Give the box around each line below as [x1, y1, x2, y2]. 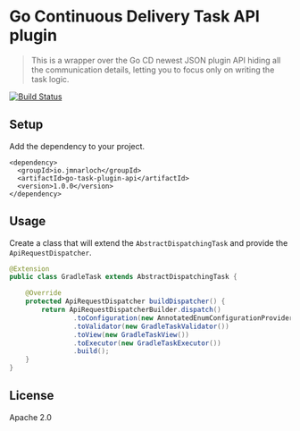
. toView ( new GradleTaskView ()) [72, 330, 190, 339]
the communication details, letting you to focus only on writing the [30, 64, 275, 75]
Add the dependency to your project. [9, 140, 146, 151]
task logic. [30, 73, 70, 84]
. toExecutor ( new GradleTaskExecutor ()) [72, 338, 221, 348]
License [9, 388, 54, 403]
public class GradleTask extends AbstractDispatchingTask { [9, 273, 238, 282]
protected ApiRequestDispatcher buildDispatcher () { [25, 297, 226, 306]
